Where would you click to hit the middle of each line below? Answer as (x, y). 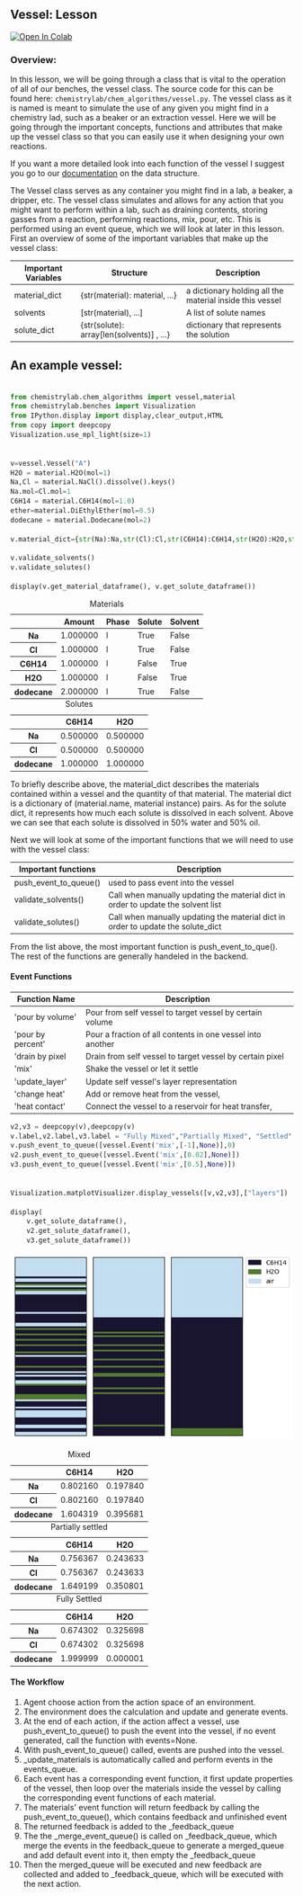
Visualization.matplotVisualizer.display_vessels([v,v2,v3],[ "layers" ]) (149, 1193)
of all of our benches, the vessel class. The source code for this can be (142, 89)
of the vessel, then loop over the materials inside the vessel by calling (152, 1788)
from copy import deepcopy (61, 425)
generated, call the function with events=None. (111, 1740)
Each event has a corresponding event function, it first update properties (158, 1778)
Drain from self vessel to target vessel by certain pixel (185, 1057)
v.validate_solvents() (53, 558)
